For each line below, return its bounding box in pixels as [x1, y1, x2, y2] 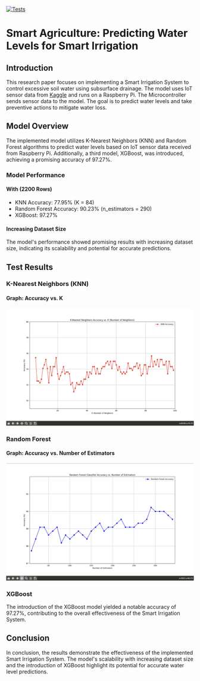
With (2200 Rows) [6, 185, 52, 193]
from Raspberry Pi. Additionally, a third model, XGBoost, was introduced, [6, 150, 185, 157]
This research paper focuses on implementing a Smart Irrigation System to [6, 79, 189, 86]
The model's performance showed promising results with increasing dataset [6, 238, 193, 245]
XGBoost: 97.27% [14, 212, 58, 219]
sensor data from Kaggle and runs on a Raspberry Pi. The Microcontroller [6, 91, 186, 98]
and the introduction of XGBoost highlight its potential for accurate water [6, 661, 185, 668]
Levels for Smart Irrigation [6, 39, 139, 53]
